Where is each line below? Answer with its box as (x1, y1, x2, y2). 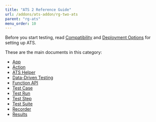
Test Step (12, 96, 32, 102)
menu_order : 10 (5, 21, 36, 26)
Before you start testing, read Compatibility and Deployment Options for (5, 35, 151, 41)
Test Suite (12, 101, 33, 107)
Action (12, 64, 26, 70)
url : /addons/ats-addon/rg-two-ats (5, 12, 78, 17)
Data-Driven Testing (12, 75, 53, 81)
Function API (12, 80, 38, 86)
